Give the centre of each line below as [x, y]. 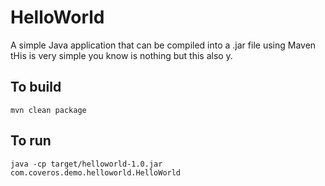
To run [31, 141]
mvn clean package [48, 110]
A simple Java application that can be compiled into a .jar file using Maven [163, 45]
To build [36, 87]
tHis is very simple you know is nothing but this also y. [121, 55]
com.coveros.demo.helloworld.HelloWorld [96, 172]
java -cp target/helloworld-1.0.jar [86, 164]
